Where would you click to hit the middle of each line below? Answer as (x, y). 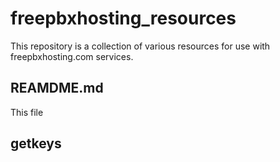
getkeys (36, 143)
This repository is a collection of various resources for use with (140, 46)
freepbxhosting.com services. (72, 56)
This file (27, 112)
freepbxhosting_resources (123, 18)
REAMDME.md (57, 88)
